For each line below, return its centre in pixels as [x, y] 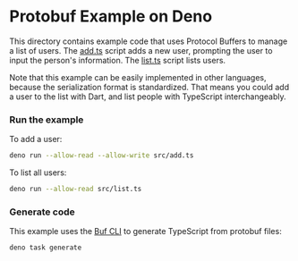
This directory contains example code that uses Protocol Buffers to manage [149, 41]
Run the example [47, 120]
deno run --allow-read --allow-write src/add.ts [102, 156]
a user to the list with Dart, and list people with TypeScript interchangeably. [148, 97]
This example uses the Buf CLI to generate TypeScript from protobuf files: [145, 232]
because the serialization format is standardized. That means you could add [149, 87]
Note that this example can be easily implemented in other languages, [138, 77]
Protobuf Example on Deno [111, 17]
